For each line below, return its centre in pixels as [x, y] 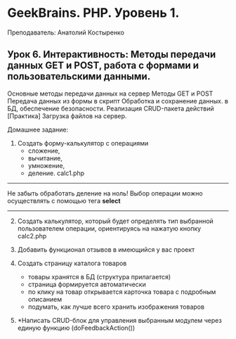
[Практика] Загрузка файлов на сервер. [67, 116]
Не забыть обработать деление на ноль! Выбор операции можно [105, 193]
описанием [45, 299]
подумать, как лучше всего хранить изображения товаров [116, 307]
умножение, [46, 165]
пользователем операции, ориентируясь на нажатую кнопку [109, 228]
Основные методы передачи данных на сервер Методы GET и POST [110, 94]
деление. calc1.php [56, 173]
